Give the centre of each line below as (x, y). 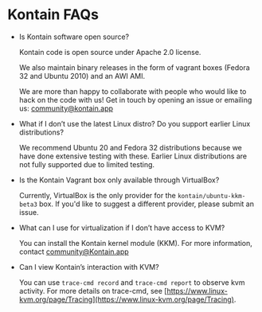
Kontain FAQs (53, 15)
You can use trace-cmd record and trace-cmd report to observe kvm (132, 282)
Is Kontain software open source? (74, 37)
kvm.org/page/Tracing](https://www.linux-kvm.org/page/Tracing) (126, 299)
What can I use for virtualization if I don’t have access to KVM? (122, 228)
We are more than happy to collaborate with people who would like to (133, 91)
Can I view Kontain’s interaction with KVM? (89, 267)
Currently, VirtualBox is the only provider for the (97, 195)
